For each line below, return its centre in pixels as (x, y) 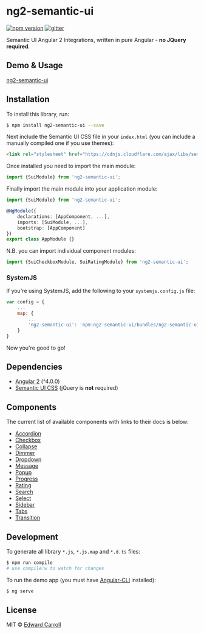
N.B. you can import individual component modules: (71, 251)
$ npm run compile (29, 563)
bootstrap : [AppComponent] (51, 228)
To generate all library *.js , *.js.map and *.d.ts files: (73, 552)
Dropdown (28, 460)
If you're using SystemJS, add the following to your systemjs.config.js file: (101, 291)
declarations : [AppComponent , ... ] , (64, 217)
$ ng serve (20, 591)
